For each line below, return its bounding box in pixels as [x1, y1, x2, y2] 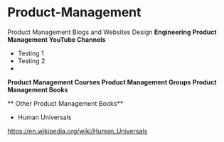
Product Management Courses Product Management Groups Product [7, 77, 217, 86]
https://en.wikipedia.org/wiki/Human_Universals [7, 126, 148, 135]
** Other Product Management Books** [7, 99, 124, 107]
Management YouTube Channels [7, 35, 106, 43]
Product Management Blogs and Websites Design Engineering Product [7, 28, 217, 36]
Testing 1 [17, 49, 44, 58]
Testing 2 [17, 56, 46, 65]
